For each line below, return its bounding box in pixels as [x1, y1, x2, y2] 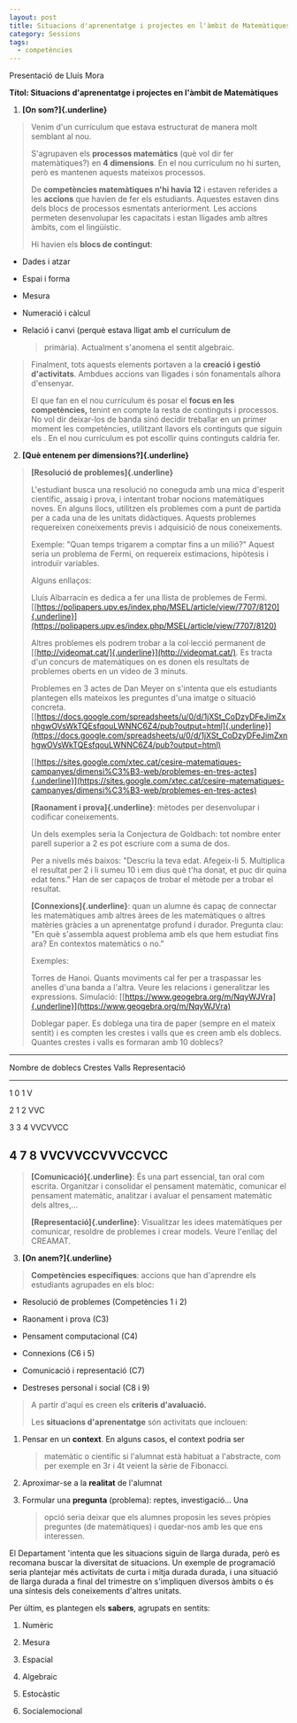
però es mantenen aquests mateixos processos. [30, 167, 206, 178]
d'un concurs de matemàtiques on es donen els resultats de [30, 656, 250, 667]
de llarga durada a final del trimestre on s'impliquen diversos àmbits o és [9, 1576, 274, 1587]
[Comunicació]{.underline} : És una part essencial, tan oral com [30, 1171, 265, 1182]
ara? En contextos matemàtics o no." [30, 938, 165, 949]
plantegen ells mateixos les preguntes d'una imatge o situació [30, 693, 256, 703]
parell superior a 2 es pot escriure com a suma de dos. [30, 838, 231, 849]
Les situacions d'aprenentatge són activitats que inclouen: [30, 1416, 248, 1427]
